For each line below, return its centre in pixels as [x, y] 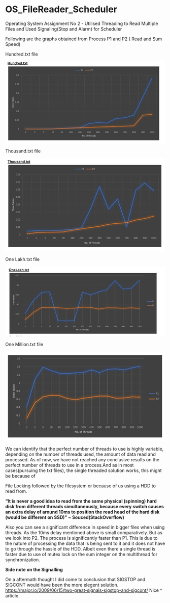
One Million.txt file [24, 345]
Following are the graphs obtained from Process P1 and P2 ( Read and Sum [84, 39]
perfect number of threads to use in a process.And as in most [70, 465]
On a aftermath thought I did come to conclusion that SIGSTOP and [75, 579]
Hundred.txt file [22, 54]
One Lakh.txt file [22, 259]
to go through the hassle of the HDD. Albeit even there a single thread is [80, 548]
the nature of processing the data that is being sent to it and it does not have [85, 543]
